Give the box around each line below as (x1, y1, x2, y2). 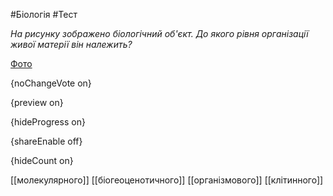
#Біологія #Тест (10, 9, 78, 20)
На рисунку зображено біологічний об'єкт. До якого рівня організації (10, 28, 309, 39)
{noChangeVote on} (10, 77, 92, 89)
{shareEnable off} (10, 135, 83, 147)
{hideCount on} (10, 155, 74, 166)
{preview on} (10, 97, 64, 108)
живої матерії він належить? (10, 39, 133, 50)
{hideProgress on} (10, 116, 86, 128)
